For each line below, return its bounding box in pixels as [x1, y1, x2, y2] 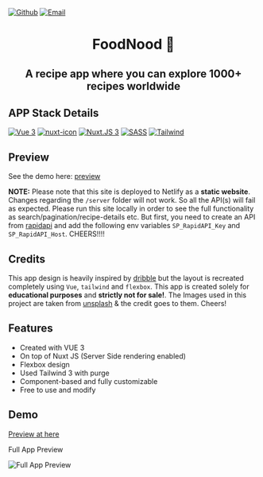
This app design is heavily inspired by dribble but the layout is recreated [8, 273, 245, 283]
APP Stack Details [8, 106, 99, 119]
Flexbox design [19, 359, 70, 369]
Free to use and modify [19, 385, 96, 394]
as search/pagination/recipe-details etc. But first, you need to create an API [8, 212, 256, 222]
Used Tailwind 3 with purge [19, 368, 110, 378]
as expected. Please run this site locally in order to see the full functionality [8, 204, 254, 214]
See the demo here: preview [8, 172, 101, 181]
